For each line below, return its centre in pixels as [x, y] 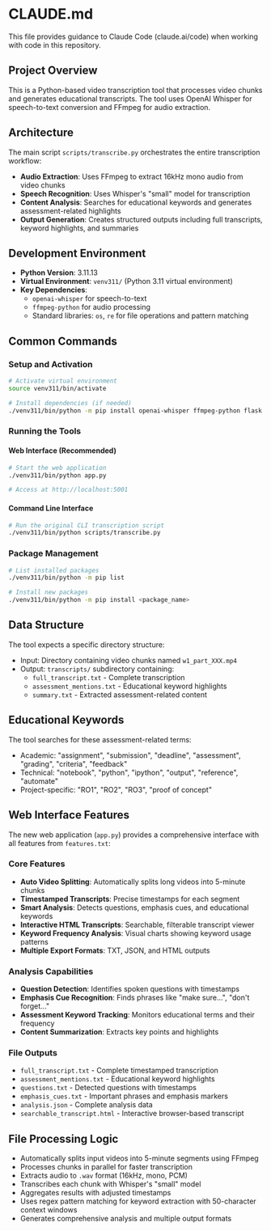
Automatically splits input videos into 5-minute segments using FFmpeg [139, 1158]
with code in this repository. [55, 44]
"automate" [39, 780]
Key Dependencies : [53, 290]
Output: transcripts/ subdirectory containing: [97, 669]
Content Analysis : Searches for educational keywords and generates [136, 202]
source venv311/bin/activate [57, 388]
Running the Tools [45, 431]
